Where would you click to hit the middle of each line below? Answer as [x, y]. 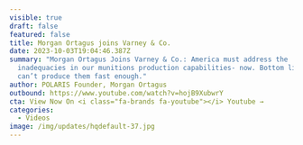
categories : [32, 110]
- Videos [34, 118]
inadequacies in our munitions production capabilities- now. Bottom [151, 68]
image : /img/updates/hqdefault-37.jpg [82, 127]
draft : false [34, 26]
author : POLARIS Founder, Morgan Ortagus [88, 85]
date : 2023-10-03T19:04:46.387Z [70, 51]
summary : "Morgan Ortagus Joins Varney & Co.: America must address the [149, 59]
